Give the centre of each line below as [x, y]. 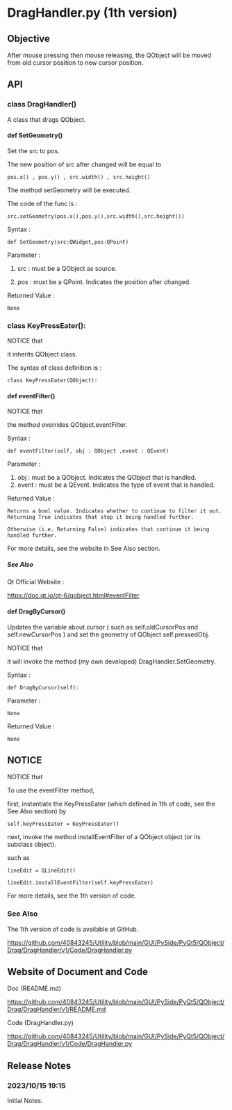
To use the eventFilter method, [51, 790]
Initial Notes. [25, 1101]
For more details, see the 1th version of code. [72, 896]
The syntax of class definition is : [55, 368]
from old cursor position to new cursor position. [75, 63]
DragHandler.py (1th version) [92, 13]
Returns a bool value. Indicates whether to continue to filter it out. [115, 511]
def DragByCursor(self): [43, 687]
